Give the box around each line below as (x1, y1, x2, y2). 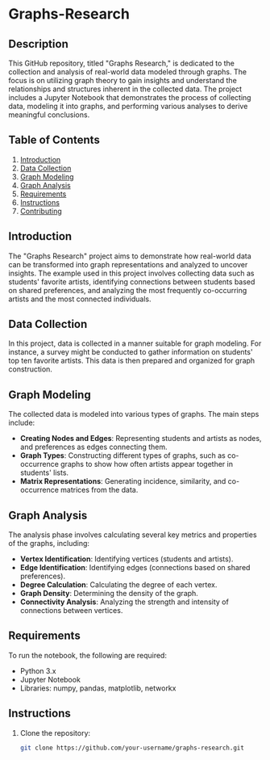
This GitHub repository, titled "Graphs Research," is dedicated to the (8, 58, 235, 68)
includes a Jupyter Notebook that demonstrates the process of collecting (8, 93, 251, 102)
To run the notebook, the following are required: (8, 650, 168, 660)
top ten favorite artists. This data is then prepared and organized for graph (8, 356, 255, 366)
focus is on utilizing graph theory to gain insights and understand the (8, 76, 238, 85)
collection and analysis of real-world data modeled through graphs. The (8, 67, 247, 77)
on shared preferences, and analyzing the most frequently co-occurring (8, 285, 247, 295)
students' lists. (19, 468, 69, 477)
